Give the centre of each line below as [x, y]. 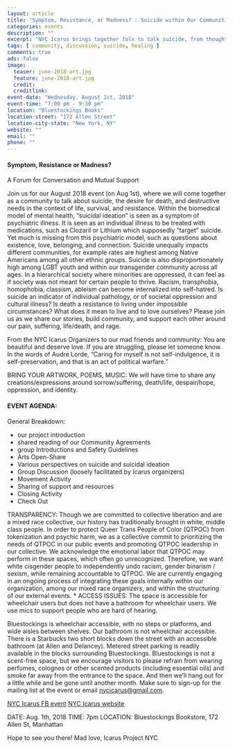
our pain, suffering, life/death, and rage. [64, 326]
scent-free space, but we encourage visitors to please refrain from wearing [115, 660]
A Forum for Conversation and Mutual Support [73, 180]
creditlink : [31, 91]
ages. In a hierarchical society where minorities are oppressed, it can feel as [116, 275]
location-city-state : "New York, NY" [62, 123]
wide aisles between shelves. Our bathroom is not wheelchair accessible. [112, 631]
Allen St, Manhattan [35, 724]
